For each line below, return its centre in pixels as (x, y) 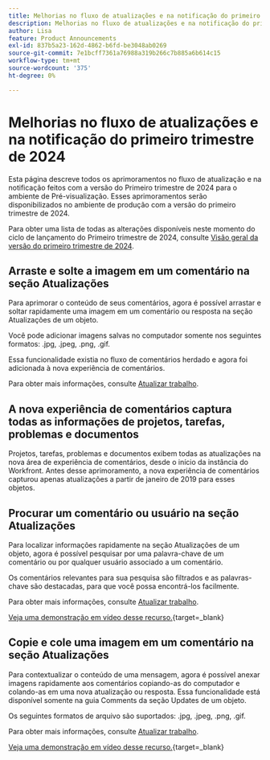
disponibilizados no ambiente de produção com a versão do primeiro (122, 204)
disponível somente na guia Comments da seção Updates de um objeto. (127, 700)
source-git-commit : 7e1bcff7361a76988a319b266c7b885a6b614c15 (115, 53)
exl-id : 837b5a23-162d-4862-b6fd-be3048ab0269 (88, 46)
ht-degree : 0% (32, 76)
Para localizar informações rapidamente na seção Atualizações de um (124, 545)
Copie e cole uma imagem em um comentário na (131, 643)
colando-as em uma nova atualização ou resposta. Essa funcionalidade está (135, 692)
